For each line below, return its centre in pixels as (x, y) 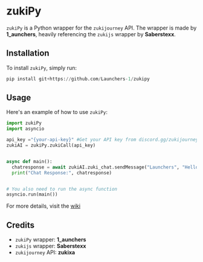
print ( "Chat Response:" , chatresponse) (62, 173)
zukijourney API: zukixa (45, 252)
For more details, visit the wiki (43, 206)
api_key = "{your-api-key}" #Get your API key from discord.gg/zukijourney (102, 140)
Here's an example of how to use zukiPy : (57, 112)
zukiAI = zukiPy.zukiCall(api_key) (51, 145)
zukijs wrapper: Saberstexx (50, 246)
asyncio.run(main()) (32, 194)
